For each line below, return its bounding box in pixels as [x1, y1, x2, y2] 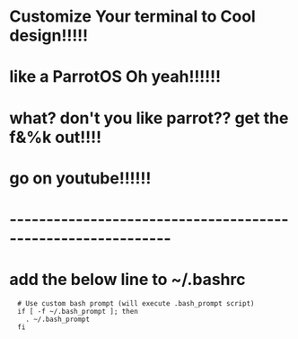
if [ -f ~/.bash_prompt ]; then [17, 307, 139, 316]
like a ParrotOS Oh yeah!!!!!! [9, 67, 222, 87]
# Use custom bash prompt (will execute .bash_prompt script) [17, 299, 255, 308]
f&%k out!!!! [9, 127, 101, 147]
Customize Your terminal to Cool [9, 6, 256, 27]
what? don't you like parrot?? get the [9, 108, 289, 128]
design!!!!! [9, 25, 89, 46]
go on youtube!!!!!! [9, 168, 152, 188]
